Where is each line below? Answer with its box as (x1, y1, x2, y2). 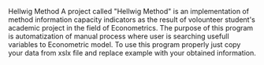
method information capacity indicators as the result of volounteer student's (8, 15, 256, 24)
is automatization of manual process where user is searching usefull (8, 31, 230, 41)
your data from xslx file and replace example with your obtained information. (8, 49, 256, 57)
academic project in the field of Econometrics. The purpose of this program (8, 23, 254, 32)
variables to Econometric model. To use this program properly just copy (8, 40, 241, 49)
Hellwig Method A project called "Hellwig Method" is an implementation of (8, 7, 250, 16)
